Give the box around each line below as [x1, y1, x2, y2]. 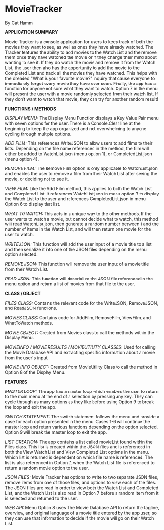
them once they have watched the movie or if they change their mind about [5, 54, 157, 60]
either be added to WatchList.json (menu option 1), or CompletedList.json [5, 151, 153, 157]
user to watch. [5, 231, 34, 237]
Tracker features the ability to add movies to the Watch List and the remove [5, 49, 157, 55]
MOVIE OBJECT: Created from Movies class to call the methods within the [5, 329, 154, 335]
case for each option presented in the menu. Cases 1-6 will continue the [5, 418, 150, 424]
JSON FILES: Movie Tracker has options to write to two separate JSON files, [5, 474, 159, 480]
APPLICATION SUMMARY [5, 29, 58, 35]
